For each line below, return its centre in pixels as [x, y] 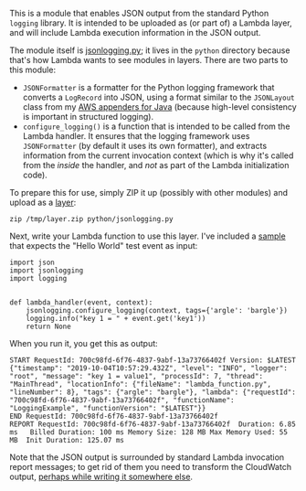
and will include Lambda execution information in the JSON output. [135, 32]
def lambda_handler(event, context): [81, 303]
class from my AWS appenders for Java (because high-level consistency [159, 107]
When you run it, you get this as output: [84, 343]
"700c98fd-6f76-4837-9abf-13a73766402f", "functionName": [122, 400]
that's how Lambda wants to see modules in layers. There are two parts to [149, 60]
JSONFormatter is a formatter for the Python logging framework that [148, 87]
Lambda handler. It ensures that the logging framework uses [136, 136]
